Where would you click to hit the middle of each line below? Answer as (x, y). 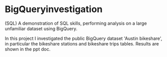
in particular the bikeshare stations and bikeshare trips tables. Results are (82, 43)
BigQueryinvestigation (54, 9)
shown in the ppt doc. (28, 49)
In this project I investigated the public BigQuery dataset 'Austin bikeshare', (83, 38)
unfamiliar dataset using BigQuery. (41, 28)
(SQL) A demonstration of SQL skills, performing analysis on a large (76, 23)
